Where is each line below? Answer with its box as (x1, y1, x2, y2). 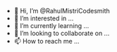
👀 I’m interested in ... (13, 14, 74, 22)
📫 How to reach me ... (13, 37, 80, 45)
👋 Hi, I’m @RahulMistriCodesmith (13, 7, 111, 15)
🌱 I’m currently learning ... (13, 22, 90, 30)
